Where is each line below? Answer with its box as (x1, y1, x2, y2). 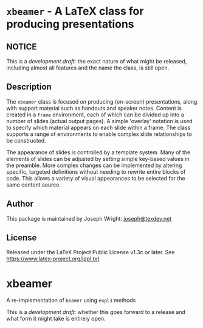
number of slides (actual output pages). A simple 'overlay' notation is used (6, 117, 193, 124)
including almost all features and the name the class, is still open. (6, 64, 170, 71)
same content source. (6, 181, 61, 188)
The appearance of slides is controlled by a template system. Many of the (6, 148, 191, 156)
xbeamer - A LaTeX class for (6, 4, 144, 18)
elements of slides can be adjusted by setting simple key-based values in (6, 155, 190, 162)
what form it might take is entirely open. (6, 315, 106, 323)
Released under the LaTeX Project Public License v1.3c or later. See (6, 249, 175, 256)
